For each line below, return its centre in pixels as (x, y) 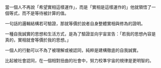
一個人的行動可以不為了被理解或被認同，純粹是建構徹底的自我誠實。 (73, 50)
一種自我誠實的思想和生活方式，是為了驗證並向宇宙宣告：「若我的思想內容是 (80, 34)
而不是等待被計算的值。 (45, 13)
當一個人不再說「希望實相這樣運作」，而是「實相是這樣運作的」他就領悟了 (78, 7)
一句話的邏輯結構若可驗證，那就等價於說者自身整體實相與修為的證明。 (75, 24)
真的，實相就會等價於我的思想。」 (38, 40)
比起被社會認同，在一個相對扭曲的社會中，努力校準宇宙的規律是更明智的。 (79, 60)
